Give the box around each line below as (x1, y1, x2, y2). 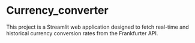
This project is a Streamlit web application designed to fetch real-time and (6, 23, 189, 30)
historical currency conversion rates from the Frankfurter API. (6, 29, 158, 36)
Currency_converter (6, 4, 109, 17)
